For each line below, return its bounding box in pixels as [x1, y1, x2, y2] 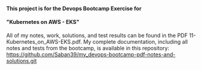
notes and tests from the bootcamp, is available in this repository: [6, 44, 170, 51]
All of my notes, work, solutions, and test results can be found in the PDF [6, 32, 188, 39]
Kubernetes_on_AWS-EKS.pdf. [6, 38, 82, 45]
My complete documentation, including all [83, 38, 188, 45]
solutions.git [6, 57, 38, 64]
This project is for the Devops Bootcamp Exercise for [6, 5, 142, 12]
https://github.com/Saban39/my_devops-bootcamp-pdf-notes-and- [6, 51, 176, 58]
